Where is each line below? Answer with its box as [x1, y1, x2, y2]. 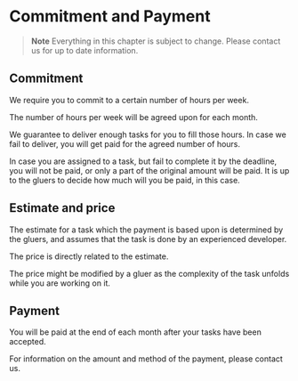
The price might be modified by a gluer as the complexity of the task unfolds [9, 268, 290, 279]
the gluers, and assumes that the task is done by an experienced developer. [9, 233, 287, 244]
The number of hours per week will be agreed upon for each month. [9, 111, 258, 122]
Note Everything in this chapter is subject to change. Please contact [30, 36, 281, 46]
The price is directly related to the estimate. [9, 251, 169, 262]
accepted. [9, 336, 46, 347]
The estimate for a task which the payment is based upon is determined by [9, 224, 284, 235]
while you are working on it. [9, 278, 111, 288]
